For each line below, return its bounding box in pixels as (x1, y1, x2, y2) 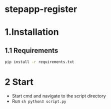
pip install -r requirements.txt (4, 59, 74, 64)
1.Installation (4, 26, 59, 38)
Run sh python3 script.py (11, 98, 66, 104)
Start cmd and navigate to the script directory (11, 93, 106, 98)
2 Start (4, 76, 33, 88)
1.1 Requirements (4, 46, 58, 54)
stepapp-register (4, 3, 77, 15)
